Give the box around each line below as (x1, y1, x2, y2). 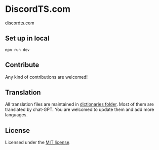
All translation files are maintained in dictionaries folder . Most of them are (5, 101, 154, 107)
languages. (5, 112, 28, 118)
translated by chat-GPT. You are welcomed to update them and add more (5, 106, 155, 112)
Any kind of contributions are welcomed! (5, 74, 88, 80)
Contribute (5, 61, 40, 69)
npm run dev (5, 47, 30, 52)
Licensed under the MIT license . (5, 140, 71, 146)
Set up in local (5, 34, 49, 43)
